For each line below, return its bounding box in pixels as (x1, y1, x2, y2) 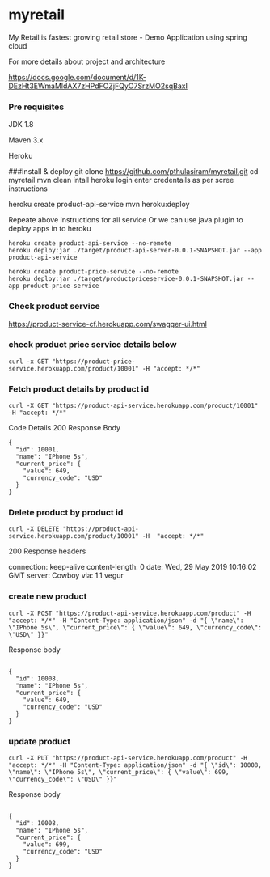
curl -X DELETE (8, 525, 60, 533)
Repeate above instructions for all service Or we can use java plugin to (8, 215, 244, 225)
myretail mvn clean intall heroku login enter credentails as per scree (8, 176, 234, 185)
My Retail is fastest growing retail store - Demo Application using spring (8, 32, 248, 42)
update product (8, 735, 71, 747)
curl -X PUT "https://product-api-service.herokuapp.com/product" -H (8, 754, 248, 762)
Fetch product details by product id (8, 383, 150, 394)
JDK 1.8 (8, 120, 34, 129)
